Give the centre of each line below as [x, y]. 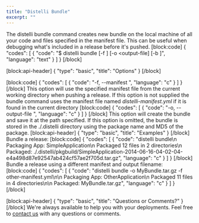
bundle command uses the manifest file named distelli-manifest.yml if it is [97, 101]
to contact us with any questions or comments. [64, 214]
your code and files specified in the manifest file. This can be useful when [97, 40]
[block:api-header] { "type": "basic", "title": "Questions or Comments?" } [95, 201]
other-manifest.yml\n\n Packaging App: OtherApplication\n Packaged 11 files [99, 177]
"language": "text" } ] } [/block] [44, 59]
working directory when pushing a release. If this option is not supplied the [98, 95]
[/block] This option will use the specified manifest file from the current [93, 88]
